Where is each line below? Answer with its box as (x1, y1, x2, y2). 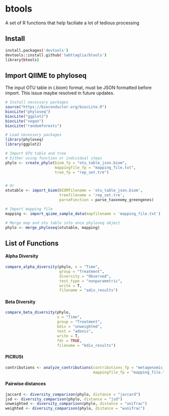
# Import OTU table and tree (5, 151, 66, 156)
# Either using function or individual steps (5, 155, 102, 161)
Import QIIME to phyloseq (5, 71, 87, 80)
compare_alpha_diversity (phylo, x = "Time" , (5, 264, 100, 269)
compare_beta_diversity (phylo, (5, 310, 71, 315)
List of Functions (5, 239, 59, 248)
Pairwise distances (5, 381, 46, 387)
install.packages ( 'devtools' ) (5, 48, 69, 53)
